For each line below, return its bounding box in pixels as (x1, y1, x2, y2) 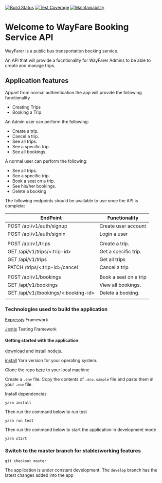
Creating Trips (12, 104, 41, 110)
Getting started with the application (5, 337, 79, 343)
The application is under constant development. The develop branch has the (5, 467, 158, 473)
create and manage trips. (5, 62, 55, 68)
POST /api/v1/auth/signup (7, 223, 68, 229)
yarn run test (5, 418, 34, 423)
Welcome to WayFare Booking (5, 22, 129, 33)
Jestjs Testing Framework (5, 326, 57, 332)
